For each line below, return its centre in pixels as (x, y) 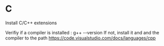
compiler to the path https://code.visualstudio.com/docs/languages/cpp (80, 38)
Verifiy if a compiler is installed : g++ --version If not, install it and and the (82, 32)
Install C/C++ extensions (31, 23)
